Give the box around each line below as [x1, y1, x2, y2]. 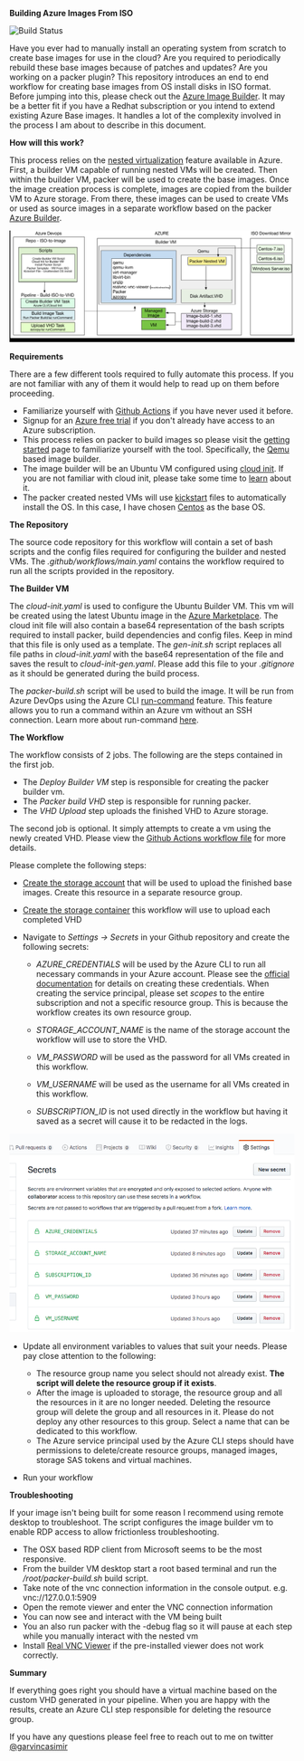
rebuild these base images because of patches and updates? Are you [9, 62, 269, 72]
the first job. [9, 760, 55, 770]
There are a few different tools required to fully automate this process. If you [9, 368, 294, 379]
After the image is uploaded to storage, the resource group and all [35, 1387, 282, 1398]
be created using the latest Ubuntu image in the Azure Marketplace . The [9, 610, 279, 621]
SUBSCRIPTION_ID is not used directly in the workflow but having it [35, 1106, 288, 1117]
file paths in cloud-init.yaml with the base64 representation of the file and [9, 649, 284, 660]
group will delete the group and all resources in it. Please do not [35, 1406, 274, 1417]
